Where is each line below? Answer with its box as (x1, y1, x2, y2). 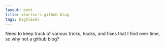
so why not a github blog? (5, 36, 59, 42)
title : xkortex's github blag (5, 12, 70, 17)
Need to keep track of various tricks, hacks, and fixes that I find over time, (5, 31, 160, 37)
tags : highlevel (5, 17, 40, 22)
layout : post (5, 7, 33, 13)
